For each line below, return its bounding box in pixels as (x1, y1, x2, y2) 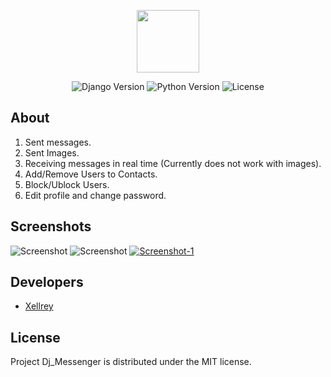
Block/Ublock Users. (24, 178, 110, 190)
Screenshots (10, 218, 92, 235)
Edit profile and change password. (24, 189, 167, 201)
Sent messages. (24, 136, 92, 148)
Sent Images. (24, 146, 80, 159)
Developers (10, 274, 84, 291)
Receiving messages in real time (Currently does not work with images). (24, 157, 322, 169)
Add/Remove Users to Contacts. (24, 168, 158, 180)
